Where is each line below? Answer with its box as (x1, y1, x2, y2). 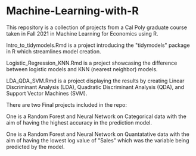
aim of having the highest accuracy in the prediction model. (6, 119, 152, 126)
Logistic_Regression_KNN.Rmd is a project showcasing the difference (6, 59, 178, 66)
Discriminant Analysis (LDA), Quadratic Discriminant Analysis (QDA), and (6, 83, 185, 90)
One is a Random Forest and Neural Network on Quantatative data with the (6, 130, 189, 138)
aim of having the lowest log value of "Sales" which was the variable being (6, 136, 189, 144)
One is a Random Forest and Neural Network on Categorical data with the (6, 113, 186, 120)
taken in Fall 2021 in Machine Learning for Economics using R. (6, 30, 158, 37)
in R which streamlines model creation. (6, 47, 101, 55)
